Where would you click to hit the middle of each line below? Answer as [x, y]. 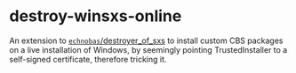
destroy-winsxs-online [96, 16]
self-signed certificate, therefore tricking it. [88, 59]
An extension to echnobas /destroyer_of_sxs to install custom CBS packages [146, 40]
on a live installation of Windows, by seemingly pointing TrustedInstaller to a [148, 49]
